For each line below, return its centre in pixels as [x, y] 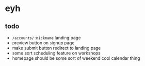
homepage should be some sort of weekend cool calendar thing [76, 58]
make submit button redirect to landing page [56, 48]
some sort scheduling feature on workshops [56, 53]
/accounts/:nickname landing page [46, 38]
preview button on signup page [43, 43]
